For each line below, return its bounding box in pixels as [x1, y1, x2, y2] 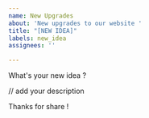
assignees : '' [8, 42, 56, 50]
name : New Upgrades [8, 11, 74, 20]
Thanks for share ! [8, 102, 69, 112]
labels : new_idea [8, 34, 67, 43]
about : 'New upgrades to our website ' [8, 19, 143, 27]
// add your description [8, 86, 85, 96]
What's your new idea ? [8, 71, 87, 80]
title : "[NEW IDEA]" [8, 26, 78, 35]
